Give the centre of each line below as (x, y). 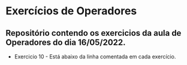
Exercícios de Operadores (71, 11)
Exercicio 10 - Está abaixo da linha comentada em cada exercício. (95, 57)
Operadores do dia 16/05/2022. (66, 42)
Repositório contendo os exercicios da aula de (93, 33)
